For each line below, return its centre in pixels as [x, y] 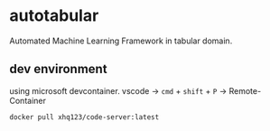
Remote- [245, 90]
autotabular [54, 16]
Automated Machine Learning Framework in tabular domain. [121, 41]
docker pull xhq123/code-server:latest [84, 117]
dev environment [58, 69]
